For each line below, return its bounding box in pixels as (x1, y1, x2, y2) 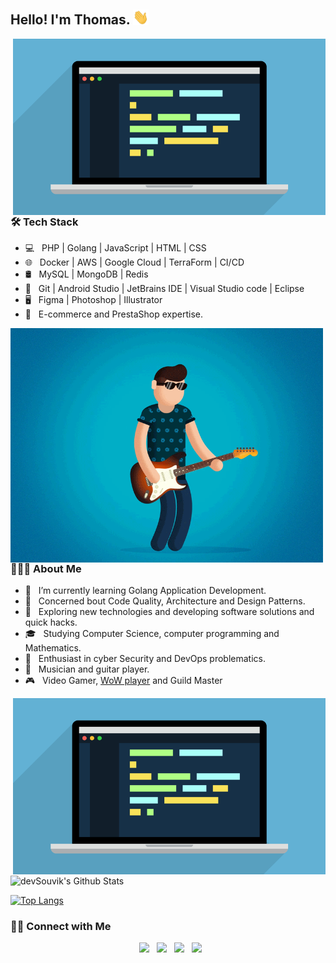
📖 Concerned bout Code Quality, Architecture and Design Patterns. (24, 595, 306, 607)
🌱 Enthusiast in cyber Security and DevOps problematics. (24, 653, 267, 665)
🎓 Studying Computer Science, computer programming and (24, 628, 280, 640)
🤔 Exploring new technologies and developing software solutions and (24, 606, 315, 618)
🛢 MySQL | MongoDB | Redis (24, 268, 149, 280)
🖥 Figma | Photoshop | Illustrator (24, 294, 163, 306)
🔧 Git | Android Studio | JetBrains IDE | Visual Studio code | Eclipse (24, 283, 305, 295)
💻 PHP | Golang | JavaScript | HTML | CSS (24, 242, 207, 254)
